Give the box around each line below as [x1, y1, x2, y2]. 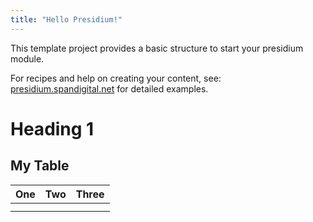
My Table [10, 157, 70, 175]
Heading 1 [10, 117, 95, 140]
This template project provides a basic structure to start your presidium [10, 42, 304, 54]
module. [10, 52, 45, 65]
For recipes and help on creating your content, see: [10, 72, 222, 84]
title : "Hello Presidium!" [10, 14, 123, 25]
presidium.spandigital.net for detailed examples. [10, 82, 209, 95]
